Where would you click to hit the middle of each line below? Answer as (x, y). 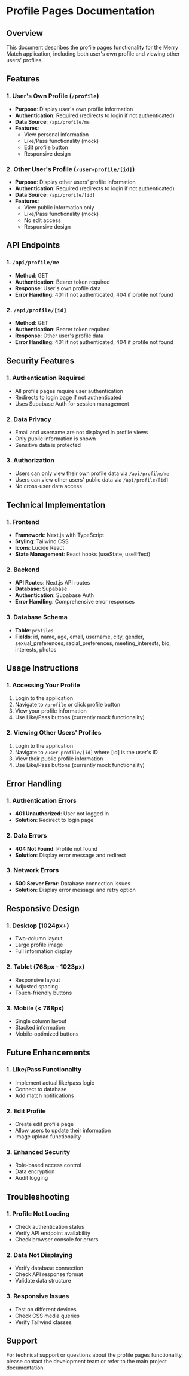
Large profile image (39, 945)
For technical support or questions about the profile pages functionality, (95, 1355)
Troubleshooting (38, 1197)
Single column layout (41, 1021)
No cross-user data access (48, 486)
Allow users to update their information (63, 1130)
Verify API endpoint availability (53, 1233)
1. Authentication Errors (41, 800)
